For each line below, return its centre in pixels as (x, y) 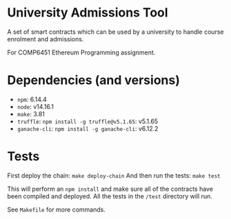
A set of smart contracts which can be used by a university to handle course (115, 32)
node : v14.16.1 (35, 106)
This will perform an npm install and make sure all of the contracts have (110, 189)
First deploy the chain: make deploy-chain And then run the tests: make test (114, 175)
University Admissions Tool (88, 13)
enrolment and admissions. (46, 39)
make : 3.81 (31, 114)
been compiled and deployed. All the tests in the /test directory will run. (110, 196)
